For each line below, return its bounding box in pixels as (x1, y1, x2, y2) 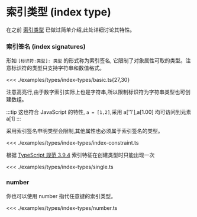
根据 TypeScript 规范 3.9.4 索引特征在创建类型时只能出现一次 (6, 152, 155, 159)
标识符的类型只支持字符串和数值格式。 (11, 65, 105, 72)
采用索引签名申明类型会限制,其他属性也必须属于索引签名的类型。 (6, 127, 164, 135)
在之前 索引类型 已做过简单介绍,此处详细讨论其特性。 (6, 26, 135, 33)
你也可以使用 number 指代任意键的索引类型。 (6, 192, 117, 199)
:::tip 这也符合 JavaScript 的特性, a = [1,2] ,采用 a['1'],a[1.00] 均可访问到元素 (6, 108, 192, 116)
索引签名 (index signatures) (6, 42, 86, 50)
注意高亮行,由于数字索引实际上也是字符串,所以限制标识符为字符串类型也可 (6, 88, 186, 95)
